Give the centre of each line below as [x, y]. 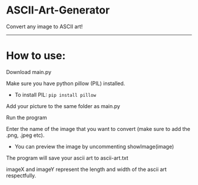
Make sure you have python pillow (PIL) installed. [66, 83]
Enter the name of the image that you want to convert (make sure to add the [98, 129]
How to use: [36, 56]
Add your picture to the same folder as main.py [63, 106]
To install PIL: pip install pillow [55, 95]
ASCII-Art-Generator [58, 10]
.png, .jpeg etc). [25, 135]
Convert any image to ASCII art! [44, 26]
